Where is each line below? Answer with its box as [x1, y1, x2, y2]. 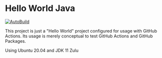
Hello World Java [5, 3, 75, 14]
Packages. [5, 38, 26, 44]
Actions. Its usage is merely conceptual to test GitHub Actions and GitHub [5, 33, 153, 39]
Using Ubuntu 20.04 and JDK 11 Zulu [5, 47, 79, 53]
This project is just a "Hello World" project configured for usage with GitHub [5, 28, 157, 34]
